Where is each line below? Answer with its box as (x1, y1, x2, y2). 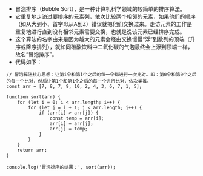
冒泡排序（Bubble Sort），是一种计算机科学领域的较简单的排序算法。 (15, 5, 186, 12)
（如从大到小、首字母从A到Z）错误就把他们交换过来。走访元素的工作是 (15, 21, 193, 27)
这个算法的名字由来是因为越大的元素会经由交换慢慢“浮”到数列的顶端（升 (15, 36, 196, 42)
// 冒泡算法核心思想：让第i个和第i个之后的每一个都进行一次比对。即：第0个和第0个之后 (6, 72, 197, 78)
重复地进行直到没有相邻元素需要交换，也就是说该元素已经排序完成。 (15, 28, 185, 35)
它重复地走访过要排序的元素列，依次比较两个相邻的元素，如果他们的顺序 (15, 13, 196, 20)
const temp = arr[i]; (49, 115, 104, 121)
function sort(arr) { (6, 94, 61, 100)
